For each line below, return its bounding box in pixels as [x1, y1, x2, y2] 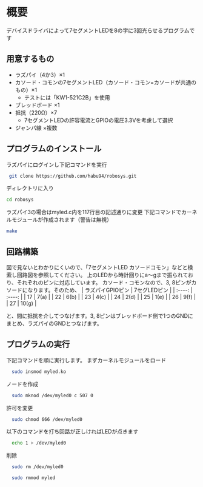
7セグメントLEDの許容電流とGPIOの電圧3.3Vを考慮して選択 [24, 116, 173, 124]
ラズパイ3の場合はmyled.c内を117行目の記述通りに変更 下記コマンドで [6, 209, 182, 216]
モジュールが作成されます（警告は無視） [11, 216, 113, 223]
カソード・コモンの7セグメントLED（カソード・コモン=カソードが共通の [15, 78, 197, 86]
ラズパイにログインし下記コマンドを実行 [6, 161, 107, 168]
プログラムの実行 [6, 339, 70, 349]
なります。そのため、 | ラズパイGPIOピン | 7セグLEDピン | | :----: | [27, 286, 193, 294]
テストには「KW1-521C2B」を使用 [24, 93, 110, 101]
